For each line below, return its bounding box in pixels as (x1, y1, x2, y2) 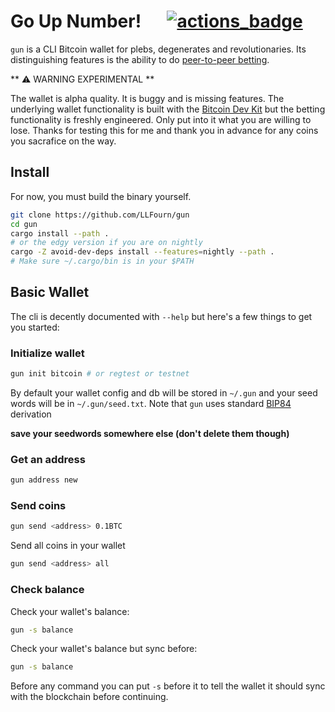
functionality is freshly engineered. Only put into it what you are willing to (10, 113, 312, 125)
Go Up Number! (10, 10, 142, 33)
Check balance (10, 583, 85, 597)
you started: (10, 321, 60, 333)
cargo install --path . (10, 228, 110, 239)
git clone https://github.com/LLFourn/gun (10, 210, 190, 220)
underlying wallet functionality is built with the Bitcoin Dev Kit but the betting (10, 103, 326, 115)
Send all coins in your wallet (10, 540, 126, 552)
